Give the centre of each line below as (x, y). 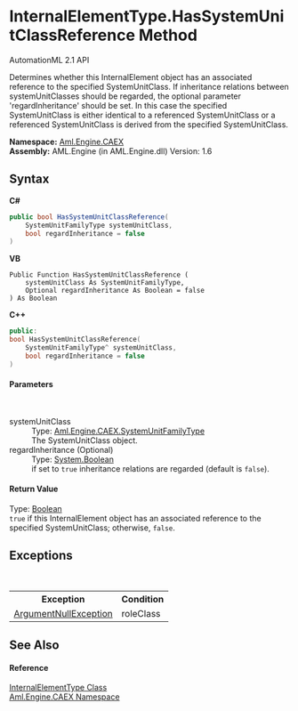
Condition (143, 599)
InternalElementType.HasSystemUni (147, 16)
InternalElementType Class (58, 688)
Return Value (34, 489)
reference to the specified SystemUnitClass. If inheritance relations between (149, 86)
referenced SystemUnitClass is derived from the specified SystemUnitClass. (149, 124)
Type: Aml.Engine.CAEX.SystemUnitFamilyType (118, 431)
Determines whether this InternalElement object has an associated (131, 77)
